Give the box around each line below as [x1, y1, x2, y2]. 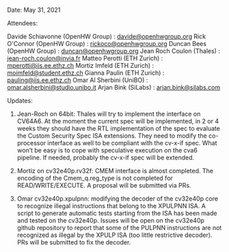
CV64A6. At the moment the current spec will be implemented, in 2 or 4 [16, 117, 219, 125]
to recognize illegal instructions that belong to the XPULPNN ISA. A [16, 202, 206, 210]
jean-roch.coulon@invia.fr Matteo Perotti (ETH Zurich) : [7, 54, 163, 62]
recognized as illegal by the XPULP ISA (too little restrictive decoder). [16, 231, 213, 239]
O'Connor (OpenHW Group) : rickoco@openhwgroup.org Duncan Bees [7, 40, 207, 47]
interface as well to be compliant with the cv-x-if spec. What [47, 139, 217, 147]
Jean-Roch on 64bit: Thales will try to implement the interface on [16, 110, 201, 118]
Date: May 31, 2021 [7, 6, 61, 14]
